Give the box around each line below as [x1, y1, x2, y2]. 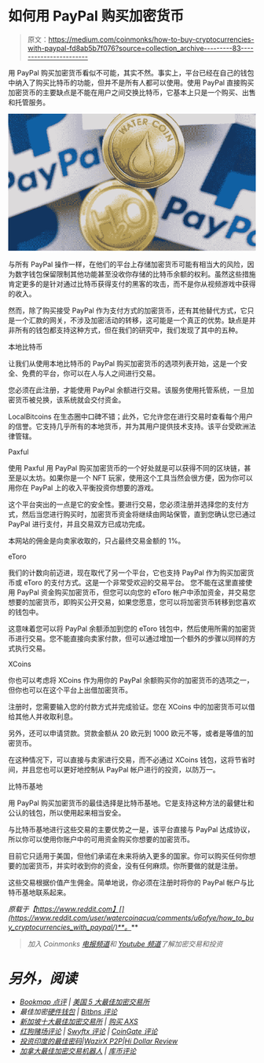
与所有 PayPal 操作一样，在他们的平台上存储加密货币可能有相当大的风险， [8, 259, 247, 269]
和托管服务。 [8, 97, 49, 107]
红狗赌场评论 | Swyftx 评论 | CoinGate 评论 [19, 1026, 159, 1036]
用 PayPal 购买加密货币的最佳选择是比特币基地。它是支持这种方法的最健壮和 [8, 798, 255, 808]
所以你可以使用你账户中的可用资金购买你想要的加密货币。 [8, 834, 194, 844]
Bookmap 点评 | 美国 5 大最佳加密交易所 [19, 997, 150, 1006]
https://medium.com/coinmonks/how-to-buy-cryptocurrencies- [48, 35, 255, 44]
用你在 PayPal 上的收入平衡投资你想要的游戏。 [8, 482, 159, 492]
